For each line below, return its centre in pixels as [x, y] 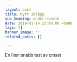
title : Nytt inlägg [25, 14]
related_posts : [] [23, 37]
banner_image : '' [23, 32]
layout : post [18, 10]
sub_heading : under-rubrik [32, 19]
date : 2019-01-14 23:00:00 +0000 [39, 23]
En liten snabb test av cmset [33, 55]
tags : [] [14, 28]
